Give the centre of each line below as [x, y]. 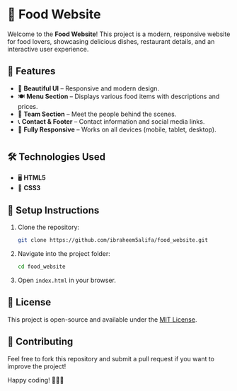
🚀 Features [31, 71]
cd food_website [41, 267]
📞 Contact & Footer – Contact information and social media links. [111, 121]
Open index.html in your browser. [67, 280]
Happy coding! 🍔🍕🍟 [36, 380]
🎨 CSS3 [29, 188]
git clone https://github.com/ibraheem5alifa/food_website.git [113, 240]
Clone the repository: [48, 227]
